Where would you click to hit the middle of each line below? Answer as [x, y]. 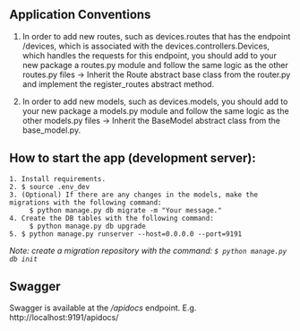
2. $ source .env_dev [50, 187]
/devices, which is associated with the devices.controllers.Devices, [146, 46]
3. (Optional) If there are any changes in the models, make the [133, 195]
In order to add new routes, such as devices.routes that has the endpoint [156, 36]
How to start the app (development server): [133, 158]
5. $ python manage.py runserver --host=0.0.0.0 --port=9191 [126, 234]
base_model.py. [51, 130]
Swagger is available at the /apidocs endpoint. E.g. [103, 308]
